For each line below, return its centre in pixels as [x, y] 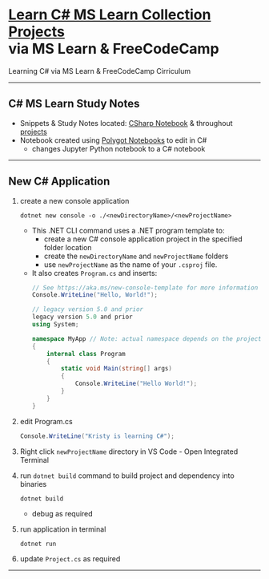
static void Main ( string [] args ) [116, 369]
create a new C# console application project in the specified [143, 239]
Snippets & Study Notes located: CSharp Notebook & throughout [126, 123]
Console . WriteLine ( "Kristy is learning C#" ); [97, 436]
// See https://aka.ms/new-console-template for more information [145, 287]
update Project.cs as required [70, 558]
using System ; [55, 325]
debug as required [62, 513]
